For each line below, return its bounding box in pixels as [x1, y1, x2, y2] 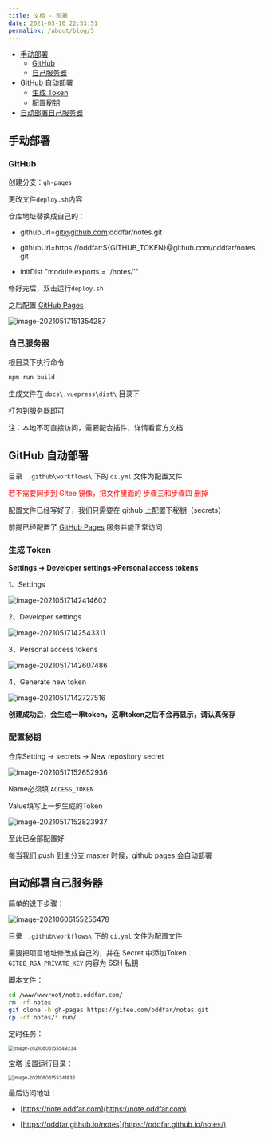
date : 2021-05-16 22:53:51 [8, 19, 98, 27]
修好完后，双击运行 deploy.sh [8, 283, 104, 293]
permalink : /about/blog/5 [8, 26, 94, 34]
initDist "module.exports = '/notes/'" [19, 267, 140, 277]
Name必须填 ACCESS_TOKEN [8, 783, 94, 793]
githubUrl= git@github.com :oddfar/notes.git [19, 227, 162, 237]
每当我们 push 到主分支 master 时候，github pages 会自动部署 [8, 850, 212, 860]
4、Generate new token [8, 677, 86, 687]
